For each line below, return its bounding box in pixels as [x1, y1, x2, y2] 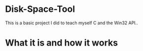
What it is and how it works [5, 37, 118, 49]
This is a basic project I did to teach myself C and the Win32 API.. [5, 20, 138, 26]
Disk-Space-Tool [5, 3, 75, 15]
